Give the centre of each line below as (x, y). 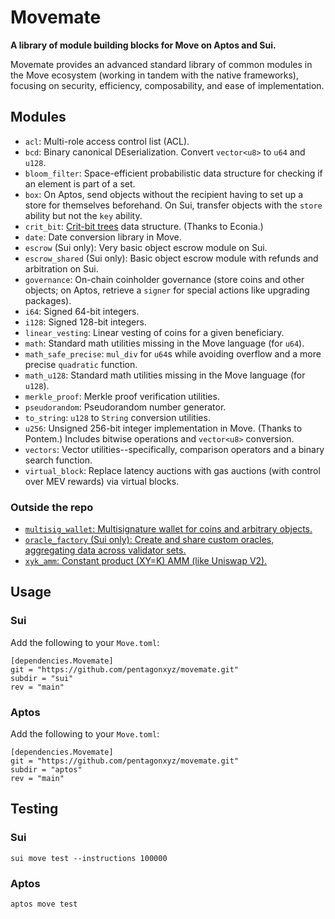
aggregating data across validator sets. (105, 550)
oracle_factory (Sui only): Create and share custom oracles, (149, 540)
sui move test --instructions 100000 (89, 858)
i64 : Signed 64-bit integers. (82, 311)
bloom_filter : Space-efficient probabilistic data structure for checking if (173, 173)
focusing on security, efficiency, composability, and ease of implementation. (167, 85)
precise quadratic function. (81, 364)
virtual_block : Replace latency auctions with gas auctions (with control (172, 470)
